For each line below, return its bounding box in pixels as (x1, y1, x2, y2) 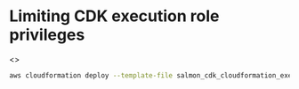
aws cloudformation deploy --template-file (9, 70, 174, 80)
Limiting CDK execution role (9, 6, 220, 26)
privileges (9, 25, 85, 45)
